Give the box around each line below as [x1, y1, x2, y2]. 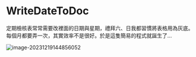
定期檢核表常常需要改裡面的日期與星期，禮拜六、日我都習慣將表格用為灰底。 [6, 24, 194, 31]
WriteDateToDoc [6, 4, 89, 18]
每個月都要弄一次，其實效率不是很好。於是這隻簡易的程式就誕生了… [6, 31, 172, 39]
